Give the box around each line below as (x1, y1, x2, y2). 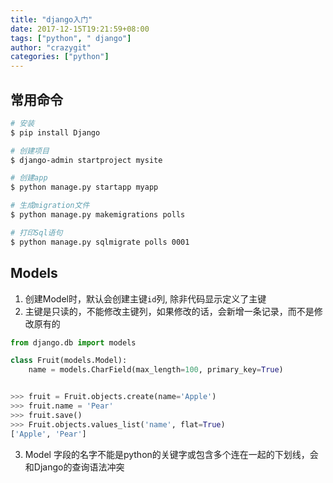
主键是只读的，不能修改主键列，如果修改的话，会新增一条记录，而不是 (24, 305, 315, 317)
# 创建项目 (10, 146, 50, 156)
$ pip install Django (10, 127, 101, 138)
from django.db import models (10, 337, 137, 348)
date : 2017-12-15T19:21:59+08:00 (10, 24, 150, 34)
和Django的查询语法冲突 (24, 461, 125, 473)
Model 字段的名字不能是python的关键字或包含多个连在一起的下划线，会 (24, 448, 319, 460)
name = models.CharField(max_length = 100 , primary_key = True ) (28, 365, 284, 375)
